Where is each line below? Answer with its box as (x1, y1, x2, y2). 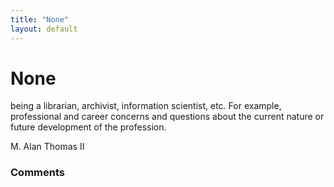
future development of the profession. (10, 121, 167, 133)
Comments (10, 166, 65, 180)
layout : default (10, 24, 78, 34)
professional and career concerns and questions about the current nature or (10, 111, 325, 123)
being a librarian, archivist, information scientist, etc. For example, (10, 100, 282, 112)
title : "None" (10, 14, 70, 25)
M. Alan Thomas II (10, 141, 85, 153)
